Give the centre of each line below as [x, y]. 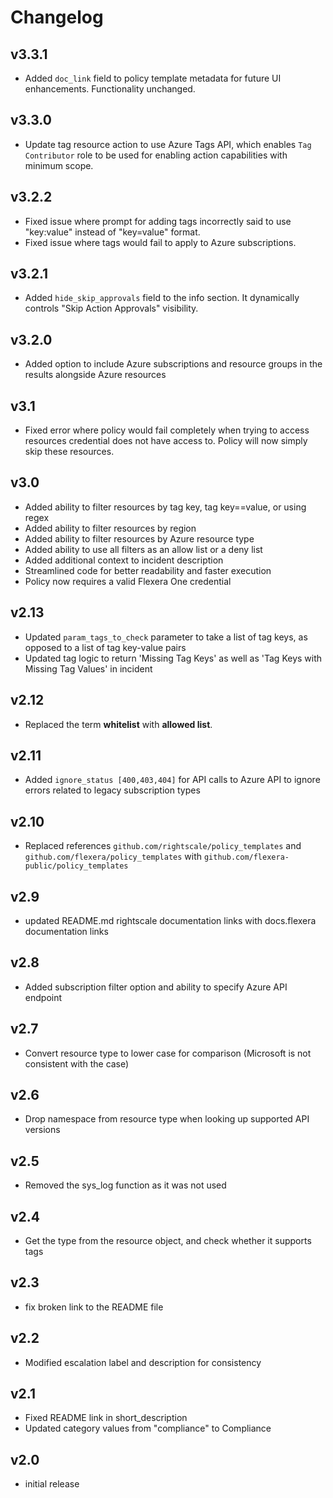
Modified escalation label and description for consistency [143, 1362]
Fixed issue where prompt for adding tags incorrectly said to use [158, 221]
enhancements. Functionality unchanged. [110, 89]
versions [42, 1130]
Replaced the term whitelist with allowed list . [118, 724]
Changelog [57, 17]
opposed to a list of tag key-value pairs [105, 647]
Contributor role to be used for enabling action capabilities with [156, 155]
